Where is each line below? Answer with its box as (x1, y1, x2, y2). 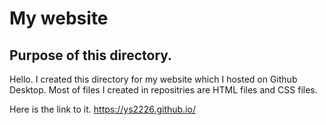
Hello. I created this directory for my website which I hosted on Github (9, 73, 298, 85)
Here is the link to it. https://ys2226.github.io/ (9, 103, 196, 115)
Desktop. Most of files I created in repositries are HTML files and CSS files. (9, 84, 318, 96)
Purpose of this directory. (9, 47, 173, 64)
